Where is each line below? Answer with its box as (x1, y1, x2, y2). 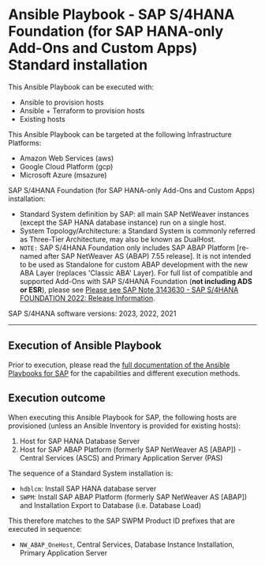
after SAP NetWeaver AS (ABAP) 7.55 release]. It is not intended (43, 251, 252, 260)
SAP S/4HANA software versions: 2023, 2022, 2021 (8, 309, 177, 318)
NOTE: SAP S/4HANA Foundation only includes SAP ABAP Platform (19, 243, 235, 252)
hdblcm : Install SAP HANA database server (19, 483, 157, 493)
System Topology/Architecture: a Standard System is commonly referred (19, 226, 256, 235)
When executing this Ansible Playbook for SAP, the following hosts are (8, 412, 237, 422)
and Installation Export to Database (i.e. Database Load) (19, 500, 202, 510)
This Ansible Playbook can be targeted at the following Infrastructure (8, 129, 232, 139)
